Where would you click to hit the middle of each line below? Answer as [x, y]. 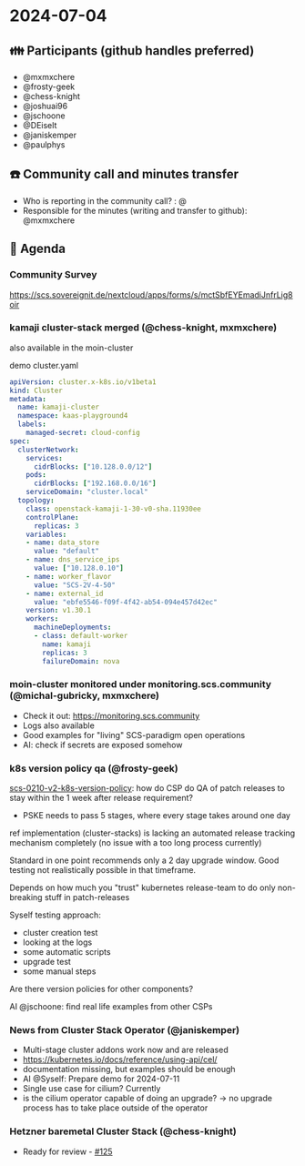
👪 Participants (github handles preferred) [132, 51]
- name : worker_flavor [69, 576]
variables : [46, 534]
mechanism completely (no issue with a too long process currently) [136, 843]
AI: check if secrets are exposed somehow [102, 745]
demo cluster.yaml [44, 365]
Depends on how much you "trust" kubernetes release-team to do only [142, 887]
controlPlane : [52, 517]
